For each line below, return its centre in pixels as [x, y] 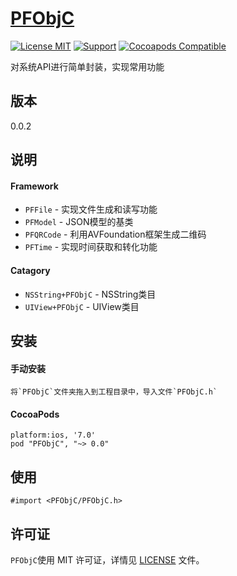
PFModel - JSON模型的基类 [79, 222]
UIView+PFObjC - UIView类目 [82, 306]
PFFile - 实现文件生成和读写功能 [91, 209]
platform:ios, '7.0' [53, 435]
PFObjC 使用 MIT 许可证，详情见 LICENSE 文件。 [107, 559]
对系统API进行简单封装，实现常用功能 [87, 66]
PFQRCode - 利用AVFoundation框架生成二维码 [115, 234]
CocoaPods [35, 414]
